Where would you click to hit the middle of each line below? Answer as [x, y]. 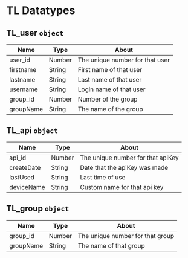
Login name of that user [112, 89]
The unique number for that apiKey [130, 158]
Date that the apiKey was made [124, 167]
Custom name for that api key [122, 187]
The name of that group [111, 245]
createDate [25, 167]
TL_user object [35, 33]
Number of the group [108, 99]
